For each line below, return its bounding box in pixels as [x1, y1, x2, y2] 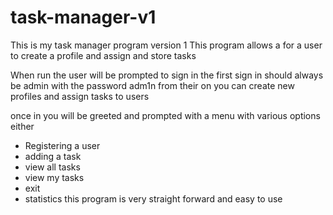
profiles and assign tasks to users [10, 90, 150, 102]
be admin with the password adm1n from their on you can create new [10, 79, 295, 91]
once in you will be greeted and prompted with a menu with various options [10, 109, 321, 121]
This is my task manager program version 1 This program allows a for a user [10, 39, 323, 51]
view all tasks [24, 161, 81, 173]
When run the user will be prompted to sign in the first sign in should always [10, 69, 324, 81]
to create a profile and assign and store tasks [10, 49, 197, 61]
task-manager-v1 [10, 6, 157, 29]
